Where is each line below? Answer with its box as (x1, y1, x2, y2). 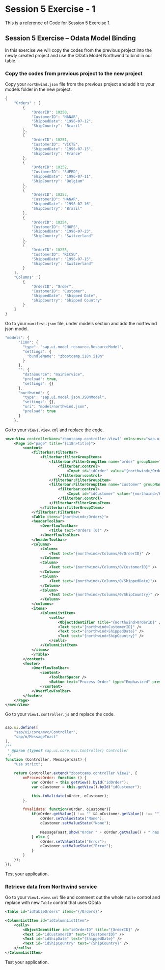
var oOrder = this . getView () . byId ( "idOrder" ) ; (31, 780, 129, 785)
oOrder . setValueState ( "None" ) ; (40, 816, 105, 821)
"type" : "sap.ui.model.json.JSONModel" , (23, 395, 107, 400)
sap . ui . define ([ (5, 725, 38, 730)
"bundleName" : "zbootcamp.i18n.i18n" (27, 354, 105, 359)
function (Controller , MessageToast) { (5, 757, 87, 762)
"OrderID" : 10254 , (31, 220, 69, 225)
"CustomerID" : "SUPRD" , (31, 169, 80, 175)
